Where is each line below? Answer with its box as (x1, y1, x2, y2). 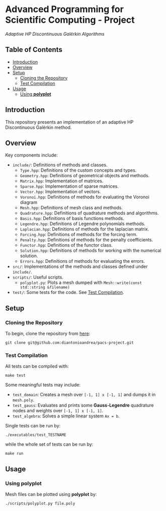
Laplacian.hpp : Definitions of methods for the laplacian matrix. (20, 226, 149, 232)
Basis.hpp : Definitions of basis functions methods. (20, 215, 125, 222)
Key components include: (5, 152, 58, 158)
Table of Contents (5, 45, 63, 54)
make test (5, 373, 26, 378)
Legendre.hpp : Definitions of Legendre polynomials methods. (20, 221, 146, 227)
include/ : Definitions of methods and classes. (12, 162, 108, 168)
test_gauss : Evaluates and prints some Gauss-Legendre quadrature (12, 402, 154, 408)
